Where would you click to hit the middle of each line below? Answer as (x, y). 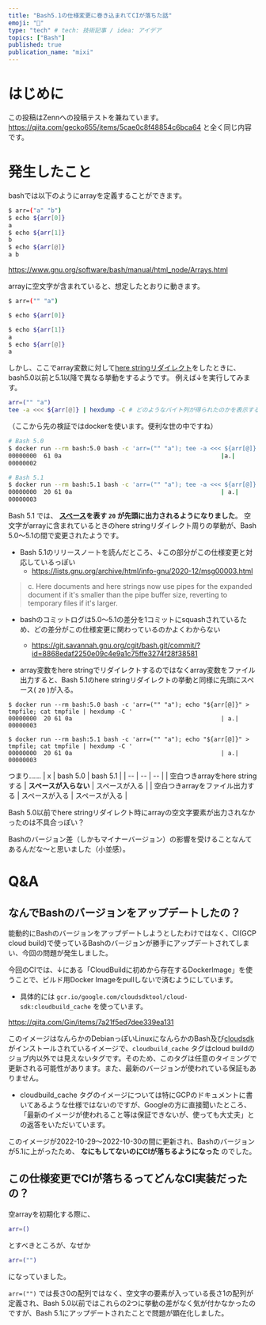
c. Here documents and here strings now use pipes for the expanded (140, 586)
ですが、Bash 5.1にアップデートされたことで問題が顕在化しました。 (118, 1313)
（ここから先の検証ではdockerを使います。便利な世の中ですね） (113, 426)
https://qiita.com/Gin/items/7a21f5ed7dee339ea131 (91, 1022)
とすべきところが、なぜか (49, 1245)
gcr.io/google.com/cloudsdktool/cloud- (122, 997)
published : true (35, 45)
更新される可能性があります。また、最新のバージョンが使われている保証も (129, 1068)
